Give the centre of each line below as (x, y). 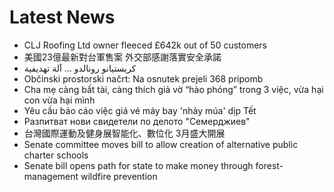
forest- (269, 165)
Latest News (62, 17)
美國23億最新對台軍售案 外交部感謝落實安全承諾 (122, 57)
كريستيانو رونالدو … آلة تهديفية (80, 68)
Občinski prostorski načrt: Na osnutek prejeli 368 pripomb (143, 78)
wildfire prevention (119, 176)
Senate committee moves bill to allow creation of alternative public (161, 144)
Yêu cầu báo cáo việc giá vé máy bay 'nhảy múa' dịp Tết (140, 110)
